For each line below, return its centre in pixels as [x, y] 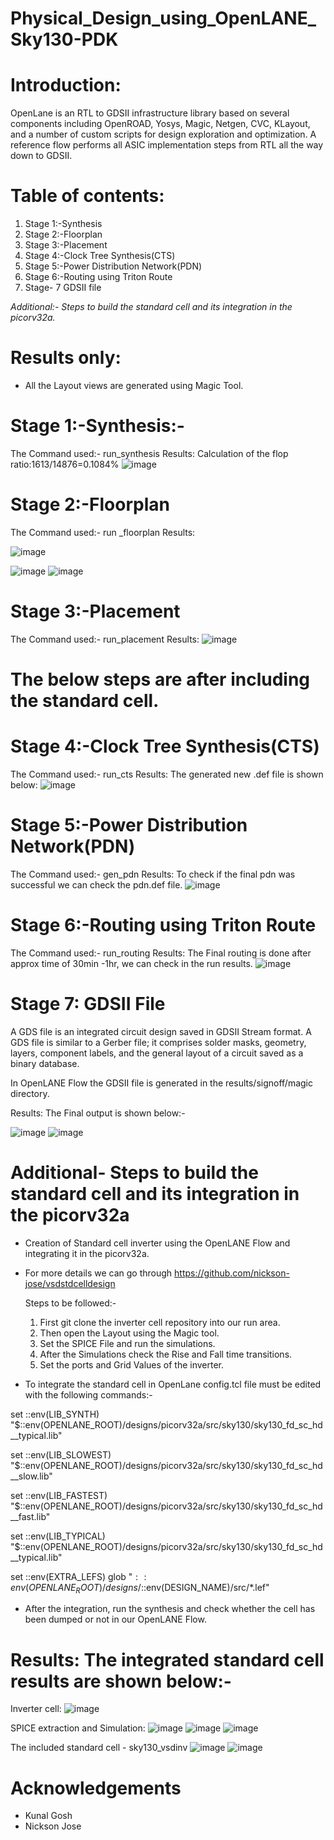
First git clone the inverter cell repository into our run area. [160, 1322]
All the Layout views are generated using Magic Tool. [134, 385]
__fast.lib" [30, 1516]
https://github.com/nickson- [232, 1273]
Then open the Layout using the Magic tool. [129, 1333]
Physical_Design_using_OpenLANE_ [163, 18]
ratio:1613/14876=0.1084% [65, 464]
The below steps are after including [160, 679]
